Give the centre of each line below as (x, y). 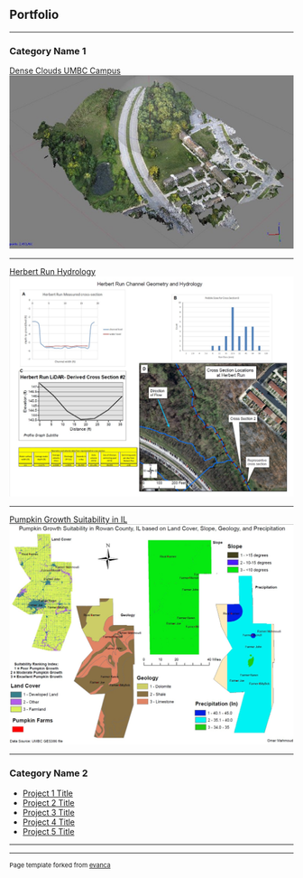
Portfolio (34, 15)
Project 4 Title (48, 822)
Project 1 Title (48, 793)
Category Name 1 (48, 51)
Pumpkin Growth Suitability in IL (69, 519)
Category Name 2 (49, 773)
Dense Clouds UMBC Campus (65, 70)
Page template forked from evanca (60, 865)
